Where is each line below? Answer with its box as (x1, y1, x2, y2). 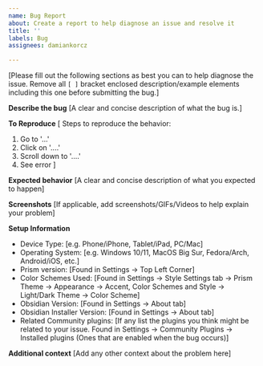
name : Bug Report (8, 11, 67, 20)
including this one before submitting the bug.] (8, 87, 160, 97)
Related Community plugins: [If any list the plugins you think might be (19, 316, 250, 326)
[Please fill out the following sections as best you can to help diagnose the (8, 71, 254, 80)
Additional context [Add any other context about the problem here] (8, 348, 232, 358)
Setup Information (8, 224, 71, 234)
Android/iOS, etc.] (19, 256, 80, 266)
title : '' (8, 26, 42, 35)
